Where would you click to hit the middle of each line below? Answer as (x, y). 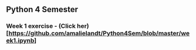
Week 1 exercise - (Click (41, 26)
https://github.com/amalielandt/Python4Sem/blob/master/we (99, 33)
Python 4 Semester (42, 10)
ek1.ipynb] (21, 41)
